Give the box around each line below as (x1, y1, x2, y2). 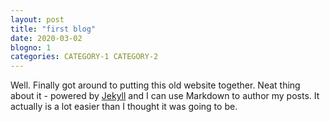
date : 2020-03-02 (10, 33, 83, 43)
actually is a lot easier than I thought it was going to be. (10, 101, 238, 113)
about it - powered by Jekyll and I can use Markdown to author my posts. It (10, 90, 320, 102)
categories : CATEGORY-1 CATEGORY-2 (10, 52, 159, 62)
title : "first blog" (10, 24, 97, 34)
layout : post (10, 14, 65, 25)
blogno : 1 (10, 42, 52, 53)
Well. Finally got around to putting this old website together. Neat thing (10, 79, 301, 91)
